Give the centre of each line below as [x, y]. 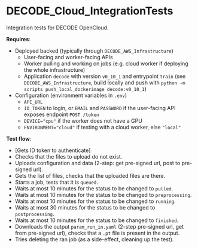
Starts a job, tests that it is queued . [57, 182]
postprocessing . [35, 214]
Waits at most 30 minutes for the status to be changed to [85, 207]
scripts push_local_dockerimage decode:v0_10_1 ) [85, 89]
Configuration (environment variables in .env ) [71, 95]
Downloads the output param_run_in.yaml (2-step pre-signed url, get [99, 226]
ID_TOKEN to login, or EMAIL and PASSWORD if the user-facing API [100, 108]
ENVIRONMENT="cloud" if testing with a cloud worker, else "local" [102, 127]
